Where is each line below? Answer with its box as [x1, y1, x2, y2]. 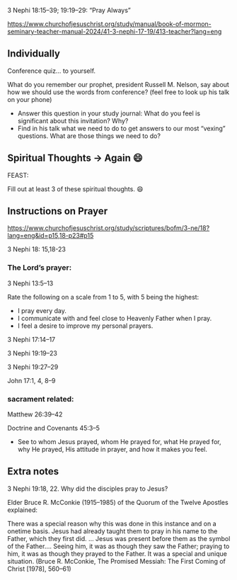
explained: [7, 506, 37, 514]
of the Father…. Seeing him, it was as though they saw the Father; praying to [7, 542, 230, 550]
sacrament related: [7, 394, 74, 404]
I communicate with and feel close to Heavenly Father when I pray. [17, 314, 212, 322]
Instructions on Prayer [7, 205, 108, 217]
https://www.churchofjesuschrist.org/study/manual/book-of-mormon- [7, 20, 212, 28]
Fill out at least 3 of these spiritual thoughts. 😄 [7, 184, 144, 193]
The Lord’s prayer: [7, 263, 72, 273]
